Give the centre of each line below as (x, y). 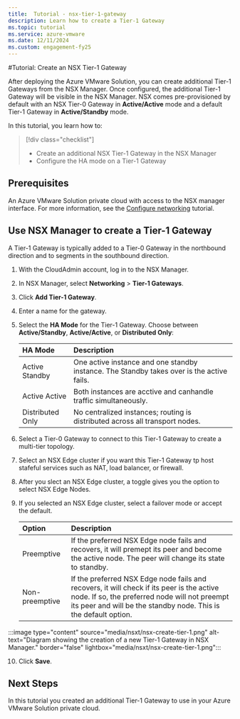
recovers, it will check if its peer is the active (145, 587)
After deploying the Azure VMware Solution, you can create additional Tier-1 (120, 81)
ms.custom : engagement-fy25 (50, 47)
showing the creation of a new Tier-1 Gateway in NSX (131, 640)
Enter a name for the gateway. (63, 311)
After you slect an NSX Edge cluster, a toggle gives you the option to (119, 481)
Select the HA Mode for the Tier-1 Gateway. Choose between (108, 324)
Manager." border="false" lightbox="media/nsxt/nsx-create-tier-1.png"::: (115, 647)
